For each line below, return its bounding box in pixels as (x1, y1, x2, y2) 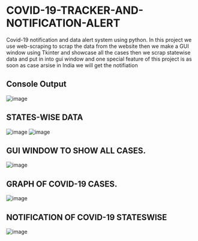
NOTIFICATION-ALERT (6, 16, 121, 30)
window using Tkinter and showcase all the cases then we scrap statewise (6, 49, 191, 56)
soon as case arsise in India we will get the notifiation (6, 61, 138, 69)
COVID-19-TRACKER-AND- (6, 4, 144, 17)
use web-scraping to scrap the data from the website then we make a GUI (6, 43, 189, 50)
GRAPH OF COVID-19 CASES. (6, 179, 118, 189)
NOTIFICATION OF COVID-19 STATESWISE (6, 212, 167, 222)
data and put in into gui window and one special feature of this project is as (6, 55, 192, 62)
